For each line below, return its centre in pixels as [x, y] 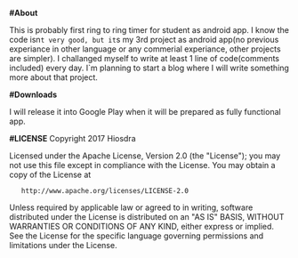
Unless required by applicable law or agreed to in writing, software [131, 207]
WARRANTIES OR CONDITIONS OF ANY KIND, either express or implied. [141, 226]
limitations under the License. [63, 245]
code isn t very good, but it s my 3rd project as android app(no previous [144, 40]
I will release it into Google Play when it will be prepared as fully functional [145, 112]
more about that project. [53, 77]
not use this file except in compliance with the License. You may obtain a [142, 165]
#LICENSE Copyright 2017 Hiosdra [72, 138]
